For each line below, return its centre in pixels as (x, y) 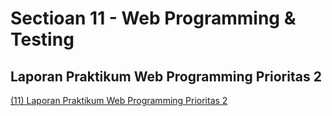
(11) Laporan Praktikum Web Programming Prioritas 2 (119, 100)
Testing (42, 39)
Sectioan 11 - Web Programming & (153, 18)
